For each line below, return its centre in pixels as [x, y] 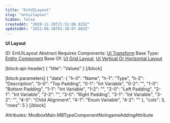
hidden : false [20, 19]
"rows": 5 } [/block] [25, 105]
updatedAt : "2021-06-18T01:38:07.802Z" [48, 29]
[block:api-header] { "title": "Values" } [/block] [54, 69]
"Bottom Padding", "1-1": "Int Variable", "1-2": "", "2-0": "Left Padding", [79, 89]
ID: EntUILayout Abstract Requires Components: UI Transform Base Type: [82, 53]
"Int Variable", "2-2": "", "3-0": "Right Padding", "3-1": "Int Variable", [83, 95]
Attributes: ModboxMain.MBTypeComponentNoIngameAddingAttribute [79, 115]
